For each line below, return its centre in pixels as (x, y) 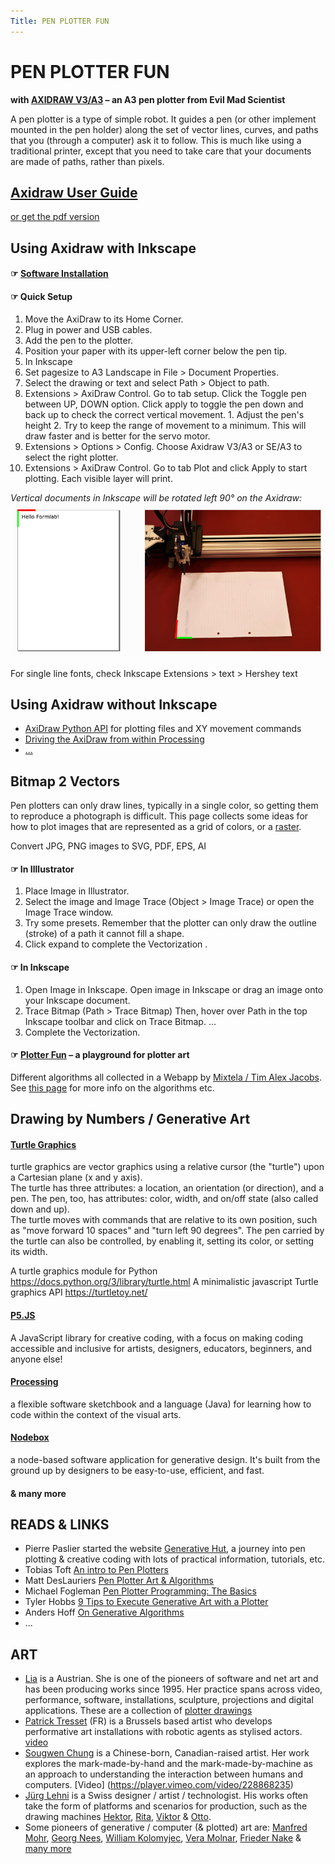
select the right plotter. (71, 457)
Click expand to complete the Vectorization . (116, 944)
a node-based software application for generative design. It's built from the (165, 1459)
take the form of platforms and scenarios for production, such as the (166, 1806)
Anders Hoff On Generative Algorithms (104, 1612)
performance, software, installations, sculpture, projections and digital (169, 1700)
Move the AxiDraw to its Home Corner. (104, 319)
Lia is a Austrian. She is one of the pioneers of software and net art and (171, 1679)
